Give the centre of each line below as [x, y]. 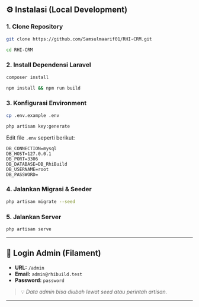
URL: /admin [29, 267]
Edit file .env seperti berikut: [41, 137]
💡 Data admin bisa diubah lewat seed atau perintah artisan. [94, 292]
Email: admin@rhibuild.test [49, 274]
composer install [28, 77]
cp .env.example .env [33, 115]
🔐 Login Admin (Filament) [54, 253]
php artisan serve [29, 229]
